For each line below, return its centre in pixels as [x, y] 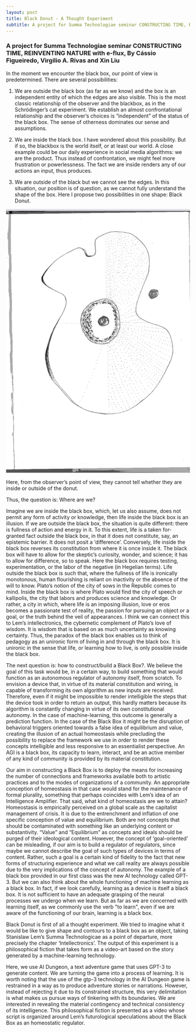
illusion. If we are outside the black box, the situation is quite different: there [97, 523]
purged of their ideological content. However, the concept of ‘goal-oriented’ [97, 839]
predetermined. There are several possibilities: [62, 80]
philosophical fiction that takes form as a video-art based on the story [90, 949]
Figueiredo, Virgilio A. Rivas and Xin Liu [63, 60]
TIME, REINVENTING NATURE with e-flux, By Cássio [81, 53]
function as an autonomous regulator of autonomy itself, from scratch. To [94, 678]
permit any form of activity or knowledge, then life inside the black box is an [97, 517]
